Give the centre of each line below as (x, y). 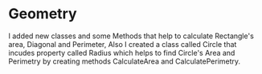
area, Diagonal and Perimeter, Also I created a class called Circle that (123, 44)
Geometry (43, 14)
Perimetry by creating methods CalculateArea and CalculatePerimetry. (125, 61)
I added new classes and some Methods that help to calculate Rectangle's (131, 36)
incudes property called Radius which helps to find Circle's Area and (122, 53)
